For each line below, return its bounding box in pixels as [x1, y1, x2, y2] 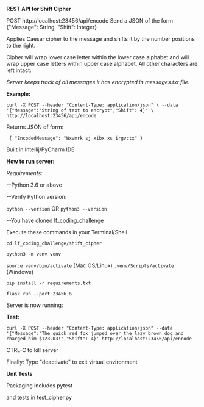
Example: [6, 90, 31, 97]
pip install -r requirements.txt [6, 280, 91, 286]
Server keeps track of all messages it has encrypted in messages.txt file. [6, 79, 190, 85]
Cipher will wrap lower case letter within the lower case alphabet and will [6, 54, 189, 60]
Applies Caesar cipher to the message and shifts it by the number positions [6, 35, 195, 42]
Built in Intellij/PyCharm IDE [6, 146, 75, 153]
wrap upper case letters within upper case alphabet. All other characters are [6, 60, 198, 67]
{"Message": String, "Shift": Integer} [6, 24, 97, 31]
